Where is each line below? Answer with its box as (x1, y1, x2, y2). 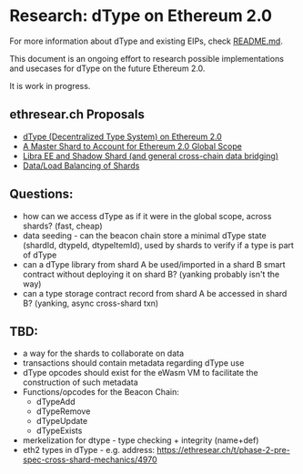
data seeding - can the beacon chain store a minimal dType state (22, 229, 267, 241)
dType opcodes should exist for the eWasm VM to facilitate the (22, 368, 258, 378)
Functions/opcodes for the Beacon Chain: (22, 387, 179, 398)
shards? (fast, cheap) (22, 220, 103, 231)
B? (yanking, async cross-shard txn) (22, 298, 159, 308)
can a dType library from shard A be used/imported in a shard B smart (22, 258, 286, 269)
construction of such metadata (22, 377, 138, 388)
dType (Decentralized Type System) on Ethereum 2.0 (22, 131, 223, 142)
